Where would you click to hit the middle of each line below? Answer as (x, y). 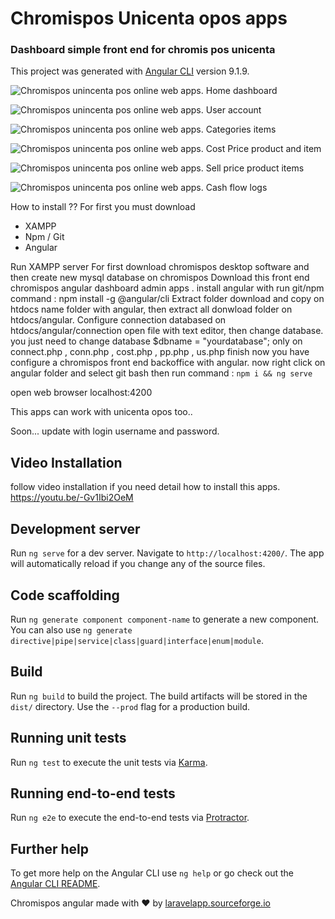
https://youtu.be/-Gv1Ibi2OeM (72, 498)
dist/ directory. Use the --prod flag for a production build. (130, 706)
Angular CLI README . (55, 884)
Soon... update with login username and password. (115, 431)
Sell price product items (255, 168)
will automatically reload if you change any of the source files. (138, 564)
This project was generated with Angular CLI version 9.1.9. (130, 71)
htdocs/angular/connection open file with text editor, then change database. (167, 331)
